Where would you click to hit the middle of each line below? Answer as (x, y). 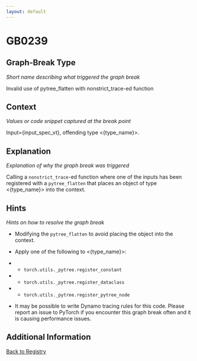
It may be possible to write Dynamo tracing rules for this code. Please (99, 306)
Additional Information (49, 337)
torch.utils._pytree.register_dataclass (74, 283)
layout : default (26, 12)
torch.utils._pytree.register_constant (73, 270)
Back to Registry (26, 351)
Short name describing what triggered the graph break (73, 77)
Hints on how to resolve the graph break (55, 223)
